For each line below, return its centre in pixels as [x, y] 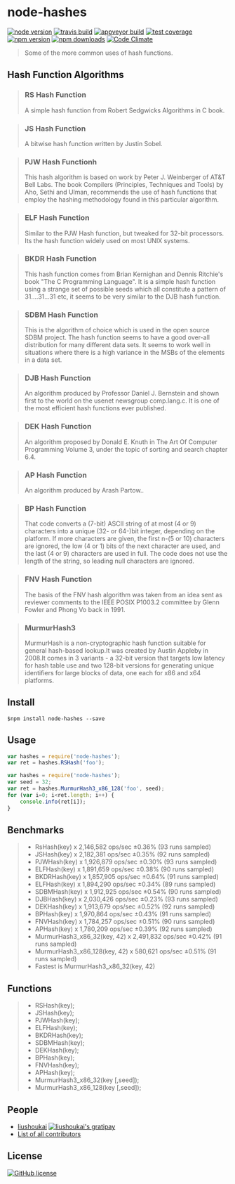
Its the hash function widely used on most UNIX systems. [107, 240]
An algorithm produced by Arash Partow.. [84, 490]
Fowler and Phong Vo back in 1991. [75, 609]
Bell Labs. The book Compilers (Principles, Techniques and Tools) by [124, 185]
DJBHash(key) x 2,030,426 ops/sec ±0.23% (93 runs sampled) [127, 899]
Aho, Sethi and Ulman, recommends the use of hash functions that [121, 192]
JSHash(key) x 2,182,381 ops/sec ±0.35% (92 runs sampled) [122, 854]
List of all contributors [49, 1134]
